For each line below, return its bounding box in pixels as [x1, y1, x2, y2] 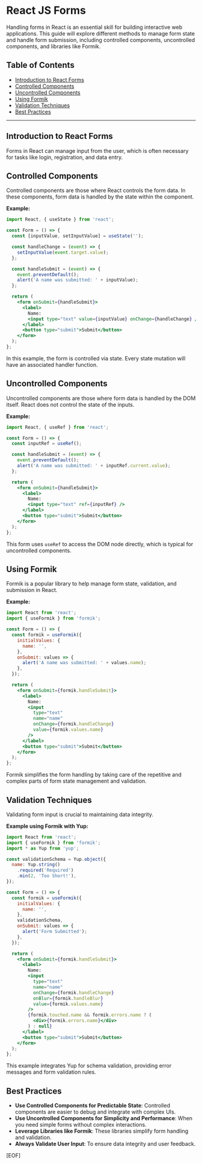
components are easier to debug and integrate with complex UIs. [14, 1108, 176, 1116]
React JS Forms [6, 4, 86, 17]
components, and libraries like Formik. [6, 43, 101, 50]
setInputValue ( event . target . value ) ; [17, 249, 109, 256]
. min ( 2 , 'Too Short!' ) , [17, 873, 77, 879]
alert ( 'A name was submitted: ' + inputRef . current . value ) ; [17, 463, 171, 469]
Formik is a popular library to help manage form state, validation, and [6, 580, 177, 587]
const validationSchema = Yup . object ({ [6, 856, 106, 862]
